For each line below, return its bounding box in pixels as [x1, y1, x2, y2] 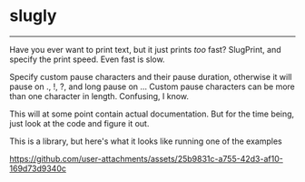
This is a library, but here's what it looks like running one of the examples [9, 136, 283, 147]
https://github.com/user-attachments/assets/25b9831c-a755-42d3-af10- [9, 153, 283, 164]
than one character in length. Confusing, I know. [9, 90, 189, 101]
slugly [9, 5, 57, 26]
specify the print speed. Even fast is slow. [9, 54, 165, 65]
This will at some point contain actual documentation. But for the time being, [9, 108, 295, 119]
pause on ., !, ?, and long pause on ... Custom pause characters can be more [9, 81, 295, 92]
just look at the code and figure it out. [9, 117, 150, 128]
